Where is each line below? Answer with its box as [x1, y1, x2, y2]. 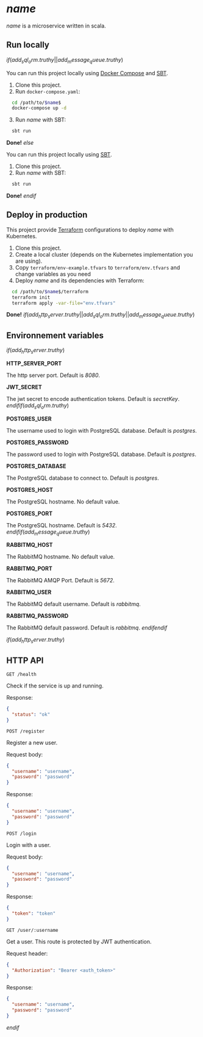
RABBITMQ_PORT [6, 565, 53, 573]
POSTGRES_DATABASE [6, 462, 66, 469]
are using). [15, 257, 43, 265]
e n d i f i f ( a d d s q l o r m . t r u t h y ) [6, 401, 69, 411]
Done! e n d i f [6, 192, 37, 200]
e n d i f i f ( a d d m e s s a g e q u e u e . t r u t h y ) [6, 528, 90, 537]
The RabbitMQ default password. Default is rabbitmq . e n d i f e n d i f [6, 624, 168, 631]
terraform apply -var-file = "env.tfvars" [12, 300, 116, 306]
